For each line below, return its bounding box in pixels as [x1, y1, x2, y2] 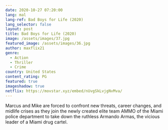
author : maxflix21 [5, 46, 45, 51]
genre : [5, 50, 19, 55]
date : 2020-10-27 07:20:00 [5, 7, 63, 13]
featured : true [5, 79, 38, 84]
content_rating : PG [5, 74, 47, 79]
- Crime [10, 64, 27, 70]
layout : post [5, 27, 33, 32]
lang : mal [5, 12, 27, 17]
